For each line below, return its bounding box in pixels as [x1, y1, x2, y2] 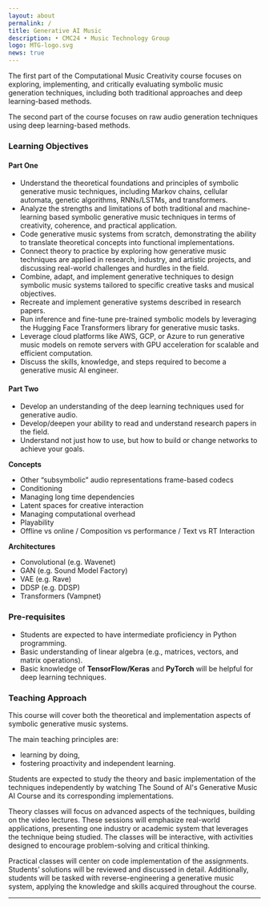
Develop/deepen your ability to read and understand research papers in [19, 418, 257, 429]
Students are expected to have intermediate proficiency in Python [19, 630, 237, 639]
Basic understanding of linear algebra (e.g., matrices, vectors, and [19, 647, 239, 656]
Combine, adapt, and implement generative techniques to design [19, 272, 235, 281]
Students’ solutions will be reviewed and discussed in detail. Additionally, [8, 865, 250, 874]
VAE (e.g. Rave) [19, 574, 72, 584]
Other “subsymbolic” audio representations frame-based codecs [19, 475, 234, 485]
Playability [19, 518, 54, 527]
